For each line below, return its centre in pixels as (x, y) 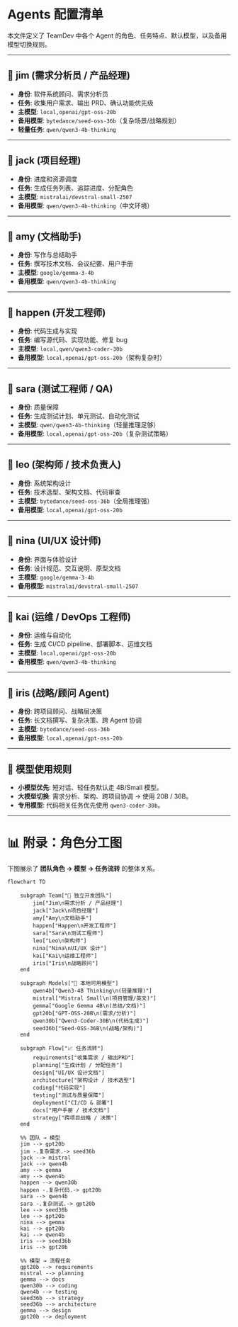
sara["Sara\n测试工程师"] (68, 933)
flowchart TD (27, 882)
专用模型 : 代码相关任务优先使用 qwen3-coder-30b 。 (91, 806)
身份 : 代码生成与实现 (47, 331)
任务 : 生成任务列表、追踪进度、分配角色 (75, 188)
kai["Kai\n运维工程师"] (65, 956)
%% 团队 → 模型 (40, 1138)
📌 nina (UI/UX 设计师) (54, 541)
